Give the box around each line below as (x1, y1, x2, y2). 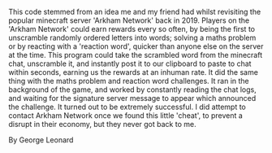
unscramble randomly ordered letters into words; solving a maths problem (8, 33, 257, 42)
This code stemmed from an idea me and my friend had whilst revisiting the (8, 7, 261, 16)
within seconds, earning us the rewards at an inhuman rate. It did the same (8, 68, 258, 76)
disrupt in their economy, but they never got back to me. (8, 120, 196, 129)
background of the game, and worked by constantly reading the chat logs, (8, 85, 257, 94)
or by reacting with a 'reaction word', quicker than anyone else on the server (8, 42, 264, 51)
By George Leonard (8, 135, 74, 145)
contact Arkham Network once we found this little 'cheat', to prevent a (8, 111, 244, 120)
